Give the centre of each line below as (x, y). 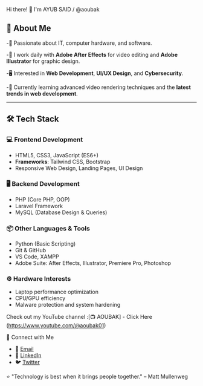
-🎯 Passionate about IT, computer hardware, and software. (79, 43)
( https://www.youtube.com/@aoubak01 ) (56, 325)
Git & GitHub (31, 250)
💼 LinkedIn (28, 355)
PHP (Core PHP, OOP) (43, 199)
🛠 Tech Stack (33, 119)
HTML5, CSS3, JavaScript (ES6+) (56, 155)
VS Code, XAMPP (37, 257)
